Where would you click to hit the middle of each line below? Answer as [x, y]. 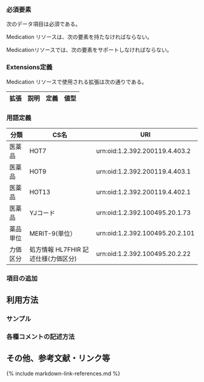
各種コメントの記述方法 [40, 337]
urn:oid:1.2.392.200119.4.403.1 [144, 171]
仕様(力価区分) [56, 258]
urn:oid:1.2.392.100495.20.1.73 [144, 213]
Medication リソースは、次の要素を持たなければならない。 [80, 37]
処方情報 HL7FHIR [55, 249]
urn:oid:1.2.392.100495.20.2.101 [145, 233]
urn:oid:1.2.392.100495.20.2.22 [144, 253]
